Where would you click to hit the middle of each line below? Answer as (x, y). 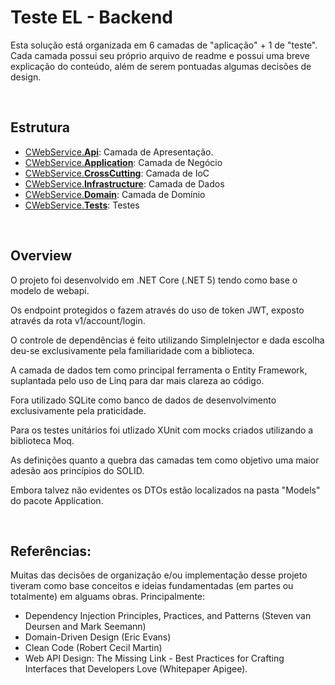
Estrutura (40, 127)
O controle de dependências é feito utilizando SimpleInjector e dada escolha (167, 340)
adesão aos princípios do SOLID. (77, 470)
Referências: (51, 551)
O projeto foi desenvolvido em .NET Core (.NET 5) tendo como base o (154, 280)
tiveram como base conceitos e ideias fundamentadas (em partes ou (152, 586)
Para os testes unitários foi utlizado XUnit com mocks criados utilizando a (162, 430)
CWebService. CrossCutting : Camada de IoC (117, 173)
